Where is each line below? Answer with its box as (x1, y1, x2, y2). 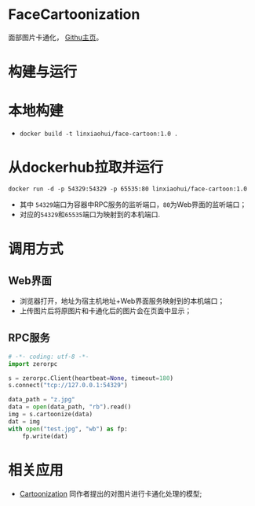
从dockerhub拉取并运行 (8, 159, 163, 176)
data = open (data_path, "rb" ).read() (8, 403, 132, 411)
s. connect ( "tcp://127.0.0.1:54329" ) (8, 382, 128, 390)
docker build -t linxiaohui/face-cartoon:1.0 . (19, 130, 178, 139)
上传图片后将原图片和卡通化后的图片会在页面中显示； (19, 306, 192, 316)
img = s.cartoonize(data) (8, 411, 93, 419)
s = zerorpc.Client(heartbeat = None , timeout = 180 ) (8, 374, 174, 382)
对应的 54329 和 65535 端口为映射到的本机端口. (19, 210, 161, 219)
